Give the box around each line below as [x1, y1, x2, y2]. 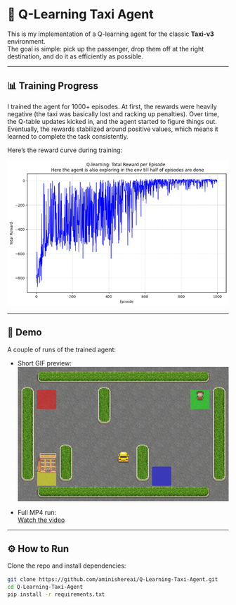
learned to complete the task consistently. [7, 132, 129, 140]
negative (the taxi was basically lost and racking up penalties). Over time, [7, 109, 220, 118]
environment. [7, 37, 46, 45]
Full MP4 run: [17, 509, 57, 517]
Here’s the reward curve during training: [7, 146, 123, 154]
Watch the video [17, 516, 65, 524]
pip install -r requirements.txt [7, 591, 105, 598]
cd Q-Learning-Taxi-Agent [7, 583, 83, 590]
